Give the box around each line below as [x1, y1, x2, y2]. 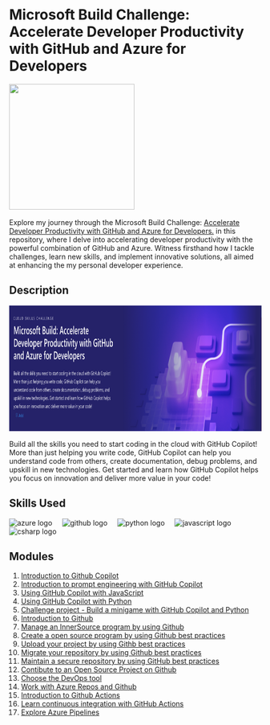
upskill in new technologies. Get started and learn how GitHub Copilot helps [9, 465, 259, 474]
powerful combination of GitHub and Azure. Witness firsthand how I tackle [9, 243, 255, 252]
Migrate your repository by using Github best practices [20, 648, 202, 657]
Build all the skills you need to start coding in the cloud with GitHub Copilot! [9, 439, 258, 449]
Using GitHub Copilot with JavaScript [20, 588, 144, 598]
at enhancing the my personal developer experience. [9, 260, 183, 270]
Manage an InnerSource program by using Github [20, 622, 185, 632]
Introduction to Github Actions [20, 690, 121, 700]
